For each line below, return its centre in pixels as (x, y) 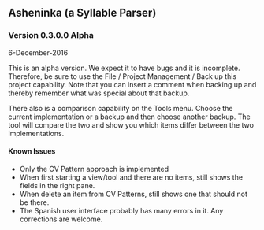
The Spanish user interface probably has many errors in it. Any (121, 210)
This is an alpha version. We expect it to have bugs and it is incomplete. (124, 68)
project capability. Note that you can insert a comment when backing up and (132, 84)
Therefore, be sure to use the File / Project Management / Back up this (123, 76)
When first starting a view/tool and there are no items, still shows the (131, 177)
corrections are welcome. (61, 219)
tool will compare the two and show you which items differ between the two (131, 124)
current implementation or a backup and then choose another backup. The (129, 117)
